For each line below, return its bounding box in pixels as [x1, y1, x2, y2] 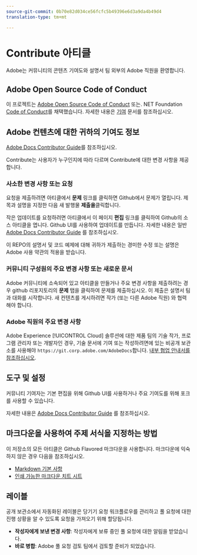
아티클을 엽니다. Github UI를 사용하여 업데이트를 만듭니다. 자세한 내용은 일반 [12, 221, 187, 228]
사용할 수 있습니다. [12, 397, 55, 404]
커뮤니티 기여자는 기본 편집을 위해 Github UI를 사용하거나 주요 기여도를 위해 [6, 390, 179, 397]
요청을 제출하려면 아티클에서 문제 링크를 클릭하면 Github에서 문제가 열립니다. [6, 194, 182, 201]
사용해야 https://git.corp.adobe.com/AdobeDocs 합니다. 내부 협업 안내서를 [16, 347, 191, 354]
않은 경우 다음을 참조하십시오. [16, 453, 85, 460]
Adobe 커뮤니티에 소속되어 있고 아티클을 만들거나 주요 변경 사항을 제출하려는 [6, 279, 182, 286]
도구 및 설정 [6, 373, 46, 383]
